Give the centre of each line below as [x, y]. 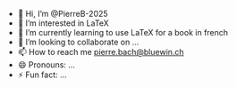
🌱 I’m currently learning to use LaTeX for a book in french [123, 32]
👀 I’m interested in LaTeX [63, 23]
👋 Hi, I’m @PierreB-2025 [63, 14]
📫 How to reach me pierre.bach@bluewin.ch [101, 52]
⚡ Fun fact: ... [42, 75]
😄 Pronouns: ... [47, 65]
